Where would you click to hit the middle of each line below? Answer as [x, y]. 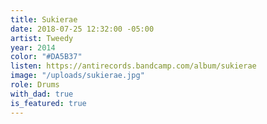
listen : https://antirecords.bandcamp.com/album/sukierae [133, 66]
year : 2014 [33, 47]
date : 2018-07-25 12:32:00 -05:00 [82, 29]
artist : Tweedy [42, 38]
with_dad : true [42, 94]
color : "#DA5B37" [46, 57]
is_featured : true [48, 103]
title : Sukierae [44, 19]
